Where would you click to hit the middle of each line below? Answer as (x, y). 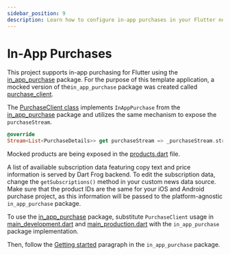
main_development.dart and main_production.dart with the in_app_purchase (113, 224)
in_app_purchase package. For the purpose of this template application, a (111, 80)
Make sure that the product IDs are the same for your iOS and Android (106, 189)
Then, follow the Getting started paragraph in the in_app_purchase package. (114, 245)
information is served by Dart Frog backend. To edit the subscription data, (111, 174)
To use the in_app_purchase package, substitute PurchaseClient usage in (111, 217)
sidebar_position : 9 (37, 13)
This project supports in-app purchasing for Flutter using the (92, 72)
